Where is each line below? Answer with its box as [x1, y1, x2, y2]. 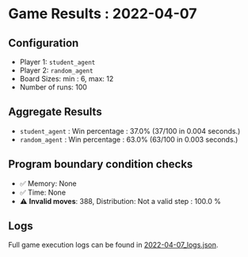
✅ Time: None [19, 187, 66, 197]
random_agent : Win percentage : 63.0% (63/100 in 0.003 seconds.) [19, 134, 238, 144]
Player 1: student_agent [19, 57, 96, 66]
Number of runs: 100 [19, 82, 87, 92]
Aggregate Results [8, 105, 102, 119]
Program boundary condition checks [8, 157, 193, 171]
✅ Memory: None [19, 179, 77, 188]
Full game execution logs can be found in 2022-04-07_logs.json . [8, 240, 219, 250]
